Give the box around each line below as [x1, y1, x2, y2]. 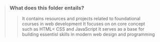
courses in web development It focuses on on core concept [22, 21, 145, 27]
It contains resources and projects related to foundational [22, 16, 141, 22]
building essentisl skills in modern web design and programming [22, 32, 155, 38]
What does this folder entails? [9, 4, 85, 11]
